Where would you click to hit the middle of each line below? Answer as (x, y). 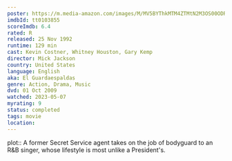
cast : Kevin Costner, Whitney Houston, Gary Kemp (80, 53)
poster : (18, 13)
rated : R (20, 33)
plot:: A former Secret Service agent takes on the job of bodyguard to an (110, 142)
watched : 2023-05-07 (37, 97)
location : (21, 123)
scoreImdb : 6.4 (29, 26)
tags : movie (24, 116)
